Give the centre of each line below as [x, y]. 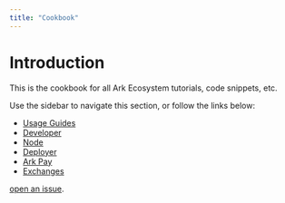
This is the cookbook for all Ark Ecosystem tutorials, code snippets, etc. [144, 88]
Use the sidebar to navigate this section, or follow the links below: [133, 105]
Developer [42, 132]
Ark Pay [37, 161]
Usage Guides [49, 122]
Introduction [57, 62]
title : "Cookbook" [44, 18]
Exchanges [44, 171]
